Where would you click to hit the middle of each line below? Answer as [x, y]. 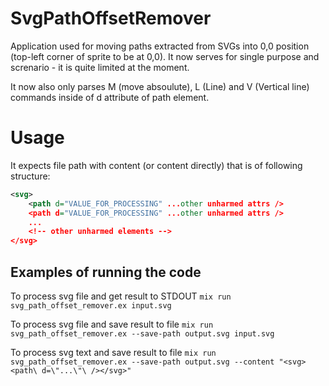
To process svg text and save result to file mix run [113, 352]
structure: [30, 176]
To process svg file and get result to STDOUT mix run [121, 296]
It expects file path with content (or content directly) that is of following [156, 165]
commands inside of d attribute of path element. [110, 97]
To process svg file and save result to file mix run [112, 324]
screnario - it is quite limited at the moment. [100, 67]
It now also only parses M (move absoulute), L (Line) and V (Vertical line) [160, 86]
